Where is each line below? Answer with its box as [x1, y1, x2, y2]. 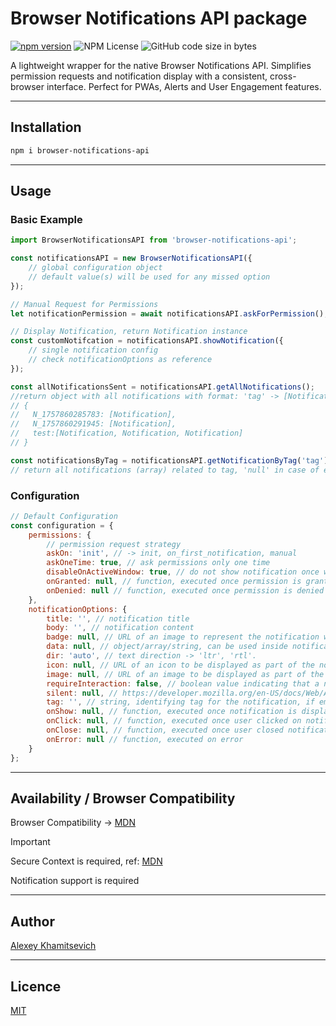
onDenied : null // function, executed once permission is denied [46, 585, 325, 596]
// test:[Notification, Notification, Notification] [10, 428, 244, 439]
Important [10, 836, 51, 848]
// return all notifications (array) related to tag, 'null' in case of [10, 465, 320, 475]
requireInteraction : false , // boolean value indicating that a [46, 678, 320, 689]
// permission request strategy [46, 539, 182, 549]
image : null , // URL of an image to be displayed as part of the [46, 669, 325, 679]
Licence [10, 978, 62, 995]
